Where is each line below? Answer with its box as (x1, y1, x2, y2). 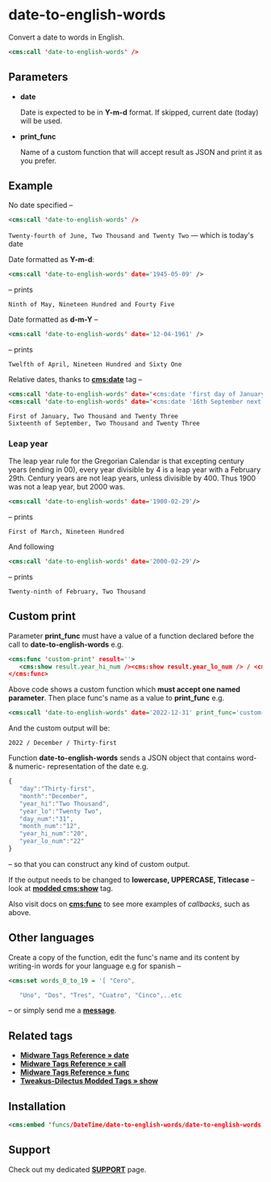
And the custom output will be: (8, 723, 110, 733)
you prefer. (19, 156, 57, 165)
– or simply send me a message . (8, 1005, 117, 1015)
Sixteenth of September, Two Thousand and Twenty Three (8, 419, 200, 427)
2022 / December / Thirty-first (8, 739, 117, 747)
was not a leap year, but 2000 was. (8, 482, 125, 492)
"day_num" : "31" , (19, 814, 74, 823)
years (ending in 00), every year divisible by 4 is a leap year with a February (8, 465, 261, 475)
